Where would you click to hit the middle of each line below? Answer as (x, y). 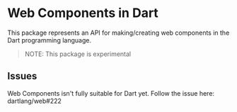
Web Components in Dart (83, 13)
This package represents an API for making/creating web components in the (118, 33)
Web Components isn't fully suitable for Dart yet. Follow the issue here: (111, 93)
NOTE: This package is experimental (78, 54)
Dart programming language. (50, 40)
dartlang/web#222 (35, 101)
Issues (22, 76)
